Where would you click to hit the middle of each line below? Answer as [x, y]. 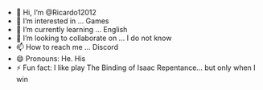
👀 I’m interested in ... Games [62, 21]
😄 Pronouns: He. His [51, 59]
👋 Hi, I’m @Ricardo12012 [56, 12]
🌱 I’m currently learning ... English [72, 29]
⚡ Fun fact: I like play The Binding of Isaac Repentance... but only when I [136, 67]
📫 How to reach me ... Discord [67, 47]
